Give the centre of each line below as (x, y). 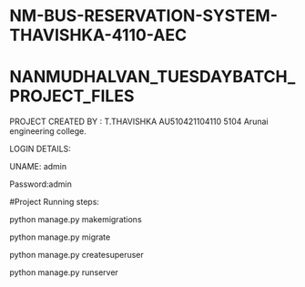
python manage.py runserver (64, 272)
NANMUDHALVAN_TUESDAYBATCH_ (152, 77)
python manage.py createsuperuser (76, 255)
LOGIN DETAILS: (40, 149)
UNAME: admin (38, 167)
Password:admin (41, 184)
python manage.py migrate (60, 237)
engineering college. (48, 131)
